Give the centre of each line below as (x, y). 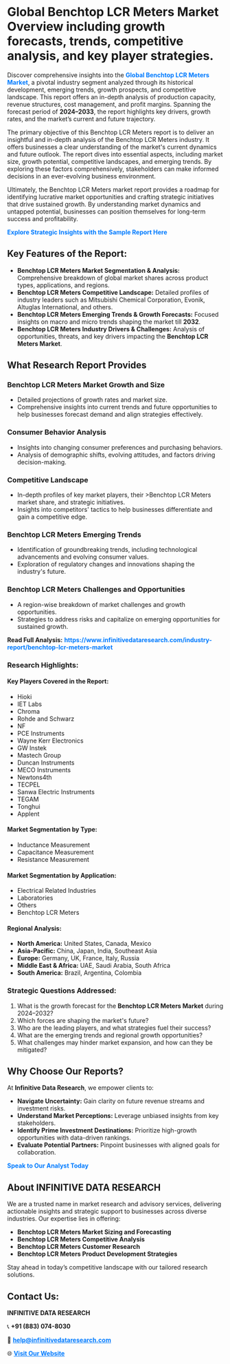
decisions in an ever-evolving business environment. (82, 176)
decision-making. (42, 462)
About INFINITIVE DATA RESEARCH (84, 1187)
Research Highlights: (43, 665)
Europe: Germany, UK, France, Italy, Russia (78, 958)
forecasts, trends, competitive (95, 41)
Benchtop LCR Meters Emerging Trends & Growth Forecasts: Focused (118, 314)
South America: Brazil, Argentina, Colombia (79, 973)
